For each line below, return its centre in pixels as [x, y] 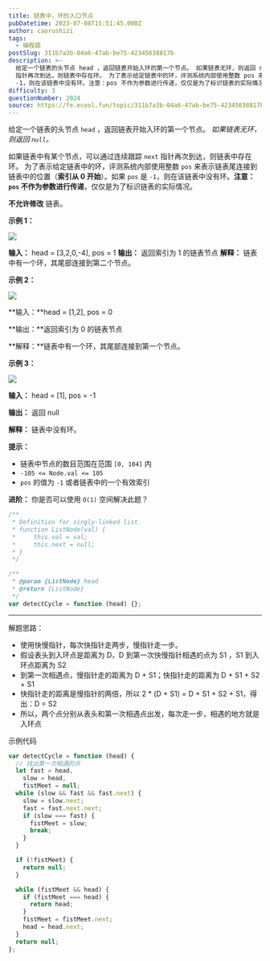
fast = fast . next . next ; [63, 808]
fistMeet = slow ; [59, 823]
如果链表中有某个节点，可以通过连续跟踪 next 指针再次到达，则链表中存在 [130, 157]
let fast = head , [45, 771]
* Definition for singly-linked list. [77, 522]
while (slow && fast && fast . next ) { [79, 793]
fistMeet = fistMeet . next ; [68, 920]
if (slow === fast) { [59, 816]
